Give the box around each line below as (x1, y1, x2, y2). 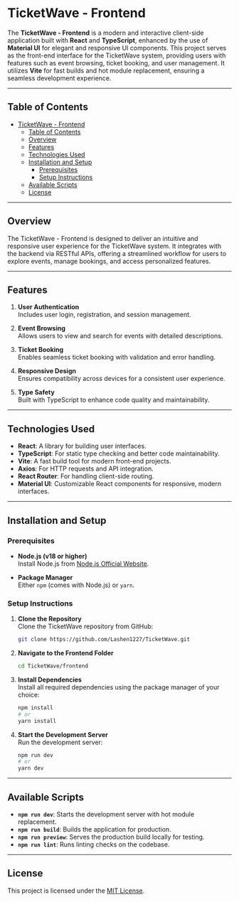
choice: (17, 690, 41, 699)
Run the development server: (17, 738, 103, 746)
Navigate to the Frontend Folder (17, 649, 114, 657)
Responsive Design (17, 367, 77, 375)
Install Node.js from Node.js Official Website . (17, 559, 149, 568)
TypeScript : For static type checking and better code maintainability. (17, 449, 221, 458)
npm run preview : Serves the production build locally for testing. (17, 832, 205, 841)
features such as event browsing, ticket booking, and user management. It (7, 58, 225, 67)
